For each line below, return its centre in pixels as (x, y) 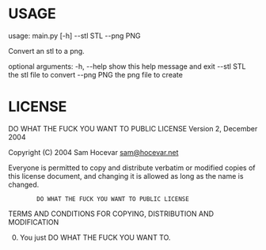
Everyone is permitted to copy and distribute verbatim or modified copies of (132, 168)
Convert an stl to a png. (46, 51)
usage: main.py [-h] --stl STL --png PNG (74, 36)
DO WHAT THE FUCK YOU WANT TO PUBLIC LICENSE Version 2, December (133, 128)
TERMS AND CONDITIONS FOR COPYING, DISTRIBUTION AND (111, 214)
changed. (24, 184)
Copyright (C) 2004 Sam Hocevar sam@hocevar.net (93, 152)
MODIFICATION (34, 222)
